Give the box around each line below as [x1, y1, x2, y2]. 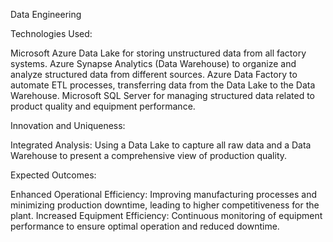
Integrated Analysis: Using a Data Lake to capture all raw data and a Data [10, 139, 312, 151]
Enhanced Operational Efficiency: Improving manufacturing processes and [10, 189, 318, 200]
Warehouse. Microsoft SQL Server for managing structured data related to [10, 90, 316, 101]
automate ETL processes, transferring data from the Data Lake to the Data [10, 79, 316, 91]
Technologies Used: [10, 28, 93, 39]
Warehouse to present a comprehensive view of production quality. [10, 150, 288, 161]
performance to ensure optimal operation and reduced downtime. [10, 220, 280, 232]
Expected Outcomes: [10, 169, 97, 181]
